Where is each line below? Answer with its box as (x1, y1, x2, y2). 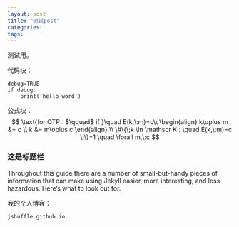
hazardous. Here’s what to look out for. (7, 183, 121, 193)
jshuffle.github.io (7, 213, 66, 220)
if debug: (7, 86, 37, 94)
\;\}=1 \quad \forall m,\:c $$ (80, 133, 160, 141)
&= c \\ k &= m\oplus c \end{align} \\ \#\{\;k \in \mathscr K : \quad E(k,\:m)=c (7, 126, 233, 134)
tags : (7, 30, 24, 38)
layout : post (7, 10, 46, 18)
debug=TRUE (7, 80, 40, 88)
